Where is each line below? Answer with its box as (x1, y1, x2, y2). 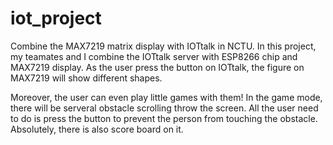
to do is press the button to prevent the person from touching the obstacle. (10, 112, 318, 124)
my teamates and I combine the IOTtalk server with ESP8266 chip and (10, 50, 298, 62)
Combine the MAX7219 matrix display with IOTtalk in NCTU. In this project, (10, 40, 317, 52)
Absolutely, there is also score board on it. (10, 123, 184, 135)
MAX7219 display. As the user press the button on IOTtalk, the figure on (10, 61, 305, 73)
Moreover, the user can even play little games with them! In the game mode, (10, 91, 323, 103)
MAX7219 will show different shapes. (10, 72, 163, 84)
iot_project (10, 7, 102, 30)
